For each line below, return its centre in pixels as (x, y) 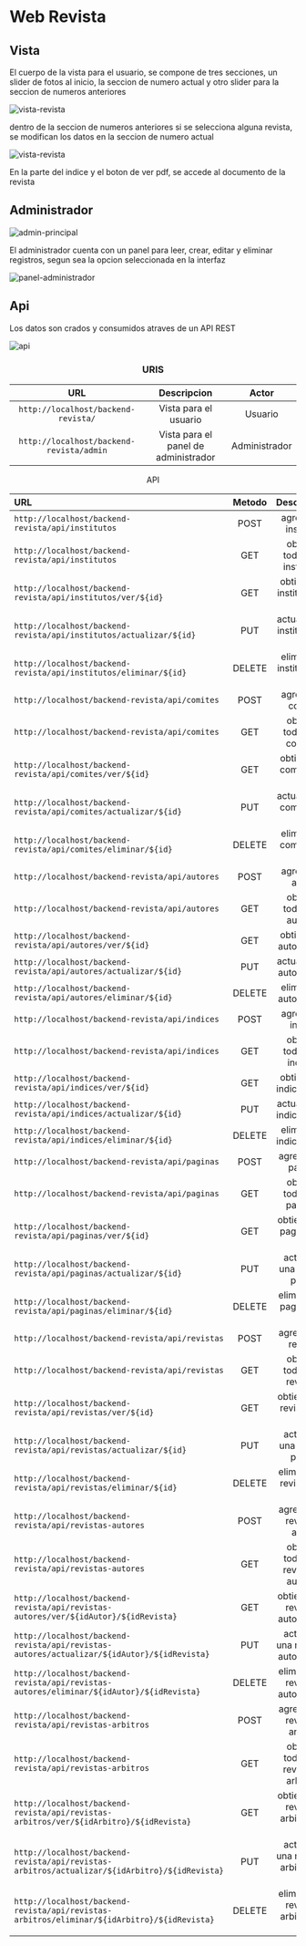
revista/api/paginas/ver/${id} (82, 1236)
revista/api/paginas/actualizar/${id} (98, 1273)
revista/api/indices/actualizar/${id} (98, 1113)
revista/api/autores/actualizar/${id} (98, 971)
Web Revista (58, 17)
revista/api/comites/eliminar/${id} (93, 849)
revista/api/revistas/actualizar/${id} (100, 1450)
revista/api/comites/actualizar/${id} (98, 812)
